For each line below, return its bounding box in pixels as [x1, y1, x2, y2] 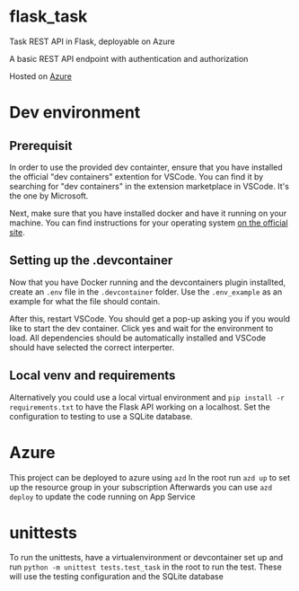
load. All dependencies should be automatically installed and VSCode [9, 332, 267, 343]
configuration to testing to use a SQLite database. [9, 410, 193, 421]
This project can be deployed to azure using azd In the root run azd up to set [9, 472, 290, 482]
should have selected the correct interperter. [9, 341, 175, 352]
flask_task [9, 6, 88, 27]
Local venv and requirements [9, 368, 176, 384]
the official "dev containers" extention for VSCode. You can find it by [9, 171, 264, 181]
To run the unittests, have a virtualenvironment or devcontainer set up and [9, 552, 284, 563]
